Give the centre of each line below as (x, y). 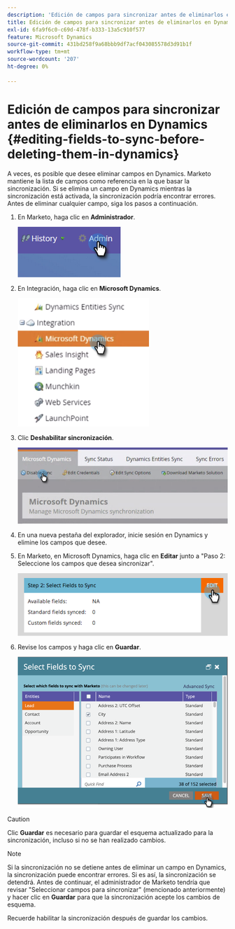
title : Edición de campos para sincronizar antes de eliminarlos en (109, 22)
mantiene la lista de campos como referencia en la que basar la (99, 181)
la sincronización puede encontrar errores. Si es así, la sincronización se (112, 874)
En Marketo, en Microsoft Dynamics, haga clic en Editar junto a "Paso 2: (121, 556)
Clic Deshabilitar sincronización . (65, 437)
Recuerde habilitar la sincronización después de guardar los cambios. (108, 918)
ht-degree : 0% (28, 67)
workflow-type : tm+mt (39, 52)
